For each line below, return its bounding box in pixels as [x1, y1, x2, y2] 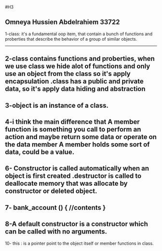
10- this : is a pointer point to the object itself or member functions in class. [5, 240, 154, 246]
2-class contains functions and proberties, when [5, 55, 155, 63]
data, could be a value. [5, 148, 75, 156]
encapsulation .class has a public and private [5, 77, 144, 86]
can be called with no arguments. [5, 227, 108, 236]
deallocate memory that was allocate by [5, 179, 128, 188]
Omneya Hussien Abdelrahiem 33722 [5, 18, 120, 26]
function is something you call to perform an [5, 125, 141, 133]
